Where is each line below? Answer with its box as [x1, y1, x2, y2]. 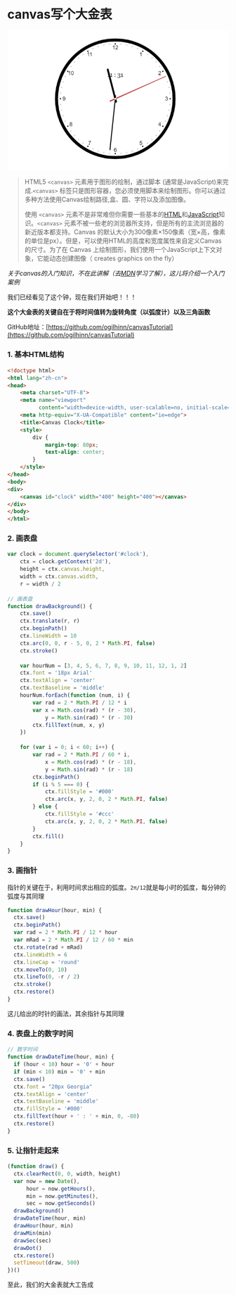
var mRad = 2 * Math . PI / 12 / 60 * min [13, 937, 133, 944]
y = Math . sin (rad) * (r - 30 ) [44, 714, 133, 721]
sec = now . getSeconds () [25, 1200, 96, 1207]
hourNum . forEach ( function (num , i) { [20, 692, 131, 699]
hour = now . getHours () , [25, 1185, 96, 1192]
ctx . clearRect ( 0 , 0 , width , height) [13, 1170, 121, 1177]
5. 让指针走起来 [7, 1145, 59, 1155]
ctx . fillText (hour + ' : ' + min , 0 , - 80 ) [13, 1113, 140, 1120]
